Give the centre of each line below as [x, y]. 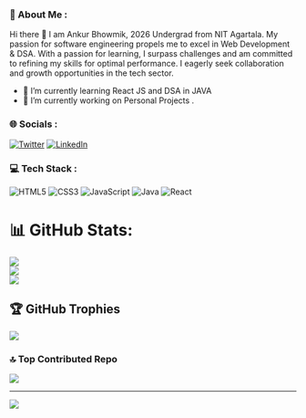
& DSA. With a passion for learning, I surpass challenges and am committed [151, 54]
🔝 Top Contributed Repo [64, 359]
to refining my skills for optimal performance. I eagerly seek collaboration [147, 64]
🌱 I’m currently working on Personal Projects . [108, 100]
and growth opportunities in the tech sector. [92, 73]
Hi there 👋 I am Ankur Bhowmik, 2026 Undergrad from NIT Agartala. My [144, 35]
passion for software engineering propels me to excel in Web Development [150, 44]
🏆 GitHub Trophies [65, 309]
